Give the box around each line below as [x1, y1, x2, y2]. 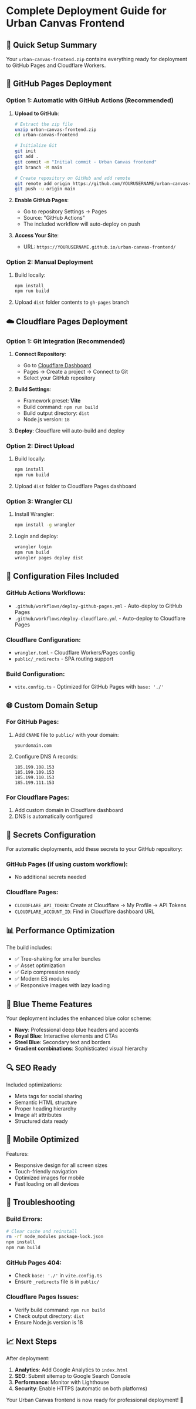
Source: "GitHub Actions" [23, 214, 85, 222]
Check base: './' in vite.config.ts [14, 1272, 103, 1279]
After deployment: [6, 1355, 50, 1362]
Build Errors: [6, 1215, 43, 1223]
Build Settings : [14, 386, 52, 393]
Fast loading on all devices [14, 1180, 79, 1187]
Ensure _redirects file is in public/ [14, 1278, 100, 1285]
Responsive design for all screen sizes [14, 1162, 107, 1169]
